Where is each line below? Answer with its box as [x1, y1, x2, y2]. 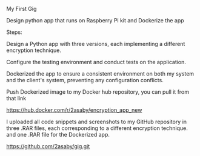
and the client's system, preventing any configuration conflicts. [6, 77, 164, 83]
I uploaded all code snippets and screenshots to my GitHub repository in [6, 118, 187, 125]
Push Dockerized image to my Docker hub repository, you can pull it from [6, 88, 190, 96]
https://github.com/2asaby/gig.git [6, 143, 90, 150]
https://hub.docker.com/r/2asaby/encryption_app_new [6, 106, 142, 114]
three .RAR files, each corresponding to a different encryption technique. [6, 125, 188, 132]
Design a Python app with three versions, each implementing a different [6, 41, 185, 47]
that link [6, 95, 26, 102]
